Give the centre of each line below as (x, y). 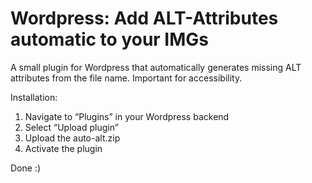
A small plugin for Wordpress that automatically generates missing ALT (156, 67)
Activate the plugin (63, 148)
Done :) (26, 168)
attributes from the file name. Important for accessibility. (126, 78)
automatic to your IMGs (110, 39)
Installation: (34, 97)
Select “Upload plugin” (71, 127)
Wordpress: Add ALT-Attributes (144, 18)
